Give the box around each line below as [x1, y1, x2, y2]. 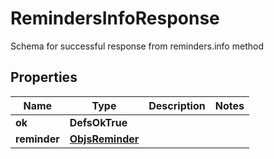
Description [148, 98, 206, 112]
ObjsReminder [69, 132, 140, 146]
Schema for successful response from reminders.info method [10, 40, 264, 52]
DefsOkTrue [69, 115, 128, 129]
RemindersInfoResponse [10, 7, 220, 30]
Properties [10, 69, 78, 86]
